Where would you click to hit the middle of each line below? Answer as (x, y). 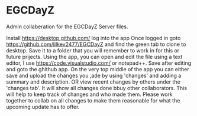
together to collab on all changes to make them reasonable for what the (93, 100)
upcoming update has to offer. (43, 107)
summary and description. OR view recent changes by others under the (93, 82)
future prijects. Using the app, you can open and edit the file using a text (94, 57)
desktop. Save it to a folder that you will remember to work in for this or (93, 50)
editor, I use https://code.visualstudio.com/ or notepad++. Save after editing (99, 63)
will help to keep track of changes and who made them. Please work (89, 94)
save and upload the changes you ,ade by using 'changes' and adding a (94, 75)
